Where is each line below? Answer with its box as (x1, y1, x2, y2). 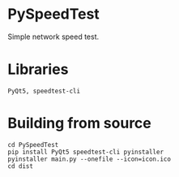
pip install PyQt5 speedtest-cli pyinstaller (7, 148, 164, 156)
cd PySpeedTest (7, 140, 59, 149)
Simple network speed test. (7, 32, 100, 41)
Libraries (7, 60, 69, 79)
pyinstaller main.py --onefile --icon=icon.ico (7, 155, 172, 163)
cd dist (7, 162, 34, 171)
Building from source (7, 114, 151, 132)
